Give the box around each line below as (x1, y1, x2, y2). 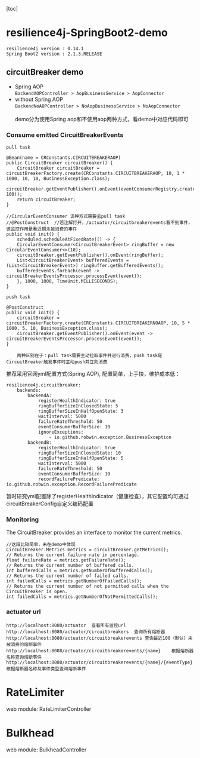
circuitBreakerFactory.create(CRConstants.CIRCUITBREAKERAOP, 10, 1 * (6, 170, 185, 177)
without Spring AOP (14, 96, 64, 103)
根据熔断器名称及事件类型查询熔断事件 (6, 665, 86, 671)
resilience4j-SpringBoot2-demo (6, 26, 168, 39)
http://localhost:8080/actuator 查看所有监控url (6, 622, 126, 628)
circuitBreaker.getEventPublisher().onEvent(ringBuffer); (17, 252, 164, 259)
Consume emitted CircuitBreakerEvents (6, 131, 124, 139)
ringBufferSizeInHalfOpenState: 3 (37, 409, 124, 415)
